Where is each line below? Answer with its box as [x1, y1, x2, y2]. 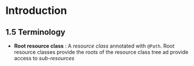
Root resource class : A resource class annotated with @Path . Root [13, 42, 175, 49]
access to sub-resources [13, 55, 74, 61]
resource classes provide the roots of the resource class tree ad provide [13, 49, 189, 56]
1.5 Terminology [5, 27, 66, 37]
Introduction [5, 4, 67, 17]
